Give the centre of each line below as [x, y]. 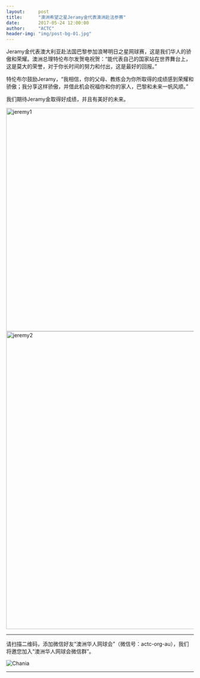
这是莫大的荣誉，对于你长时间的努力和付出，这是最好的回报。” [82, 67]
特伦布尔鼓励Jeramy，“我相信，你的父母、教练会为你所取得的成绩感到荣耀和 [100, 79]
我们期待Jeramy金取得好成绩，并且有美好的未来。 [68, 99]
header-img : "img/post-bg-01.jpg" [49, 34]
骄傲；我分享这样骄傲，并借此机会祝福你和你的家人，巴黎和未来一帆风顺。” [97, 86]
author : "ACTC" [30, 28]
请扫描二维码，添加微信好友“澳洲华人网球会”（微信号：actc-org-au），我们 [98, 644]
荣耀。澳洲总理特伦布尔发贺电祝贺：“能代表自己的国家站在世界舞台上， [104, 59]
